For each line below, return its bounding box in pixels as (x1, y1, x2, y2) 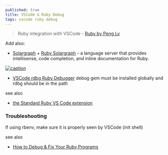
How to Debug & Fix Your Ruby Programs (12, 143, 99, 149)
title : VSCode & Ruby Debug (5, 12, 65, 17)
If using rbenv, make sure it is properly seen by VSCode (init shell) (5, 124, 143, 130)
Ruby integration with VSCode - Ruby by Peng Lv (17, 31, 120, 37)
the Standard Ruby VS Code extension (12, 100, 93, 106)
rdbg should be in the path (12, 80, 68, 86)
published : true (5, 7, 39, 13)
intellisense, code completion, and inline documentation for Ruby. (12, 56, 149, 62)
